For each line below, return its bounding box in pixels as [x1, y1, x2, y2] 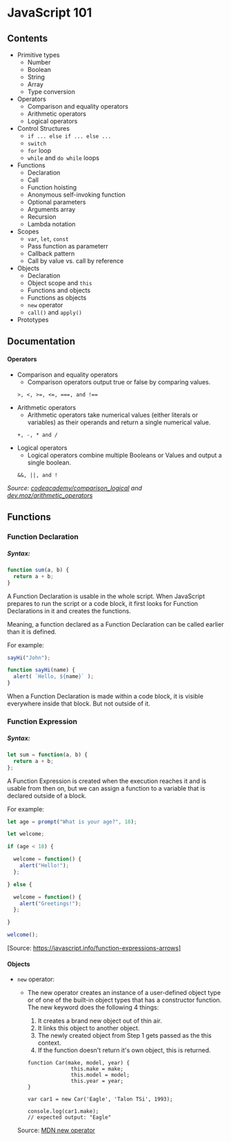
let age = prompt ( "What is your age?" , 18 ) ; [7, 818, 137, 825]
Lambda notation [27, 220, 76, 228]
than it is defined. [7, 627, 57, 636]
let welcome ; [7, 831, 45, 838]
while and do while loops [27, 154, 100, 162]
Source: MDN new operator [17, 1126, 95, 1135]
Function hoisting [27, 183, 77, 191]
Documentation [7, 336, 76, 348]
